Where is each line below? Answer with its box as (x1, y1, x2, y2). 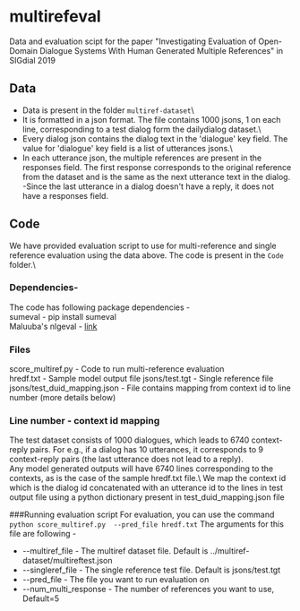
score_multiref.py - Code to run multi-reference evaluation (9, 364, 225, 374)
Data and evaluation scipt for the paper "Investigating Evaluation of (9, 36, 257, 47)
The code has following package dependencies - (9, 302, 191, 313)
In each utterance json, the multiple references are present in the (21, 152, 262, 163)
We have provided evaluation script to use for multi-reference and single (9, 240, 277, 251)
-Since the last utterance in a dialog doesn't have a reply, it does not (21, 181, 275, 192)
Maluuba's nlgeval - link (9, 321, 98, 331)
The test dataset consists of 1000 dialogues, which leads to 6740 (9, 435, 250, 445)
